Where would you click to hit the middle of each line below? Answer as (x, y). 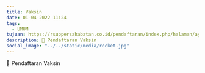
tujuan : (16, 35)
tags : (13, 23)
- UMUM (20, 29)
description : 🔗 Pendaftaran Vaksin (52, 40)
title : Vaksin (24, 12)
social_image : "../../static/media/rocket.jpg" (68, 46)
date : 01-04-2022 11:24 (37, 18)
